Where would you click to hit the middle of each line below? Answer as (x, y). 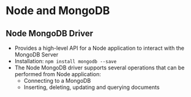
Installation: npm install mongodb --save (66, 61)
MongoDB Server (36, 55)
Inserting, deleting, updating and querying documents (92, 87)
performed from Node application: (58, 74)
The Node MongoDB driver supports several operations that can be (99, 68)
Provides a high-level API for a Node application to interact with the (99, 48)
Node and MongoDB (58, 11)
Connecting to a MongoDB (57, 81)
